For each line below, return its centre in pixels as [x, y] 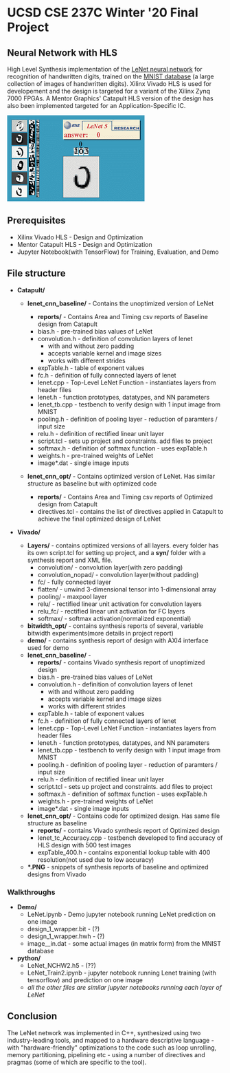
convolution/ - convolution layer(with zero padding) [110, 567]
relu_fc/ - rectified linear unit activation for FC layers [111, 611]
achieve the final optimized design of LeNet [99, 519]
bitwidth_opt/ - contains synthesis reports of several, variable [115, 626]
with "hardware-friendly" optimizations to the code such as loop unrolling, [112, 1048]
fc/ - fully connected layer [74, 582]
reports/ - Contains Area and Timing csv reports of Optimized [125, 497]
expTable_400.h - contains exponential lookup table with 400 [124, 852]
